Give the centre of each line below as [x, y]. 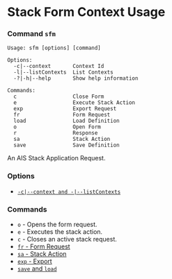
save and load [37, 269]
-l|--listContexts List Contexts [63, 73]
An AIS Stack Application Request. [56, 158]
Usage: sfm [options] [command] [54, 48]
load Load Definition [67, 121]
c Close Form [59, 97]
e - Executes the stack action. [60, 232]
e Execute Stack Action [75, 103]
